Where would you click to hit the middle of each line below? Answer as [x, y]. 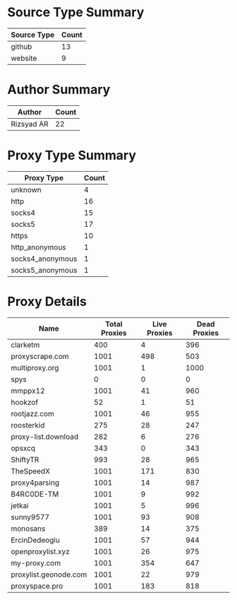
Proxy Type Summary [72, 155]
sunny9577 [30, 517]
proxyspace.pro [37, 586]
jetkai [20, 505]
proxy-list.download [45, 437]
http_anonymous [38, 247]
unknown [26, 189]
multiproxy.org [35, 367]
